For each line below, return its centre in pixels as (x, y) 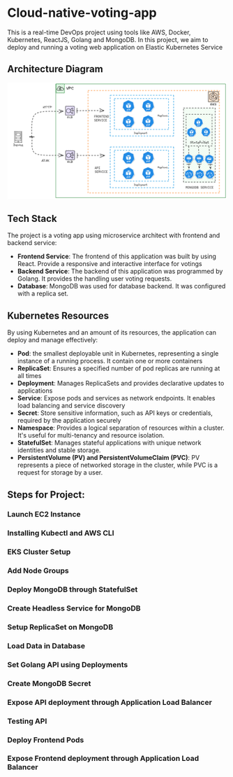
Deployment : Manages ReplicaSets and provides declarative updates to (121, 384)
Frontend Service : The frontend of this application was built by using (116, 256)
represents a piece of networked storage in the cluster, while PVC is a (118, 465)
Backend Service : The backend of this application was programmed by (120, 272)
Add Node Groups (38, 570)
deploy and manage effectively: (53, 340)
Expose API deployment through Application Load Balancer (110, 702)
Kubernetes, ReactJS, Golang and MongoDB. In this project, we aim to (108, 39)
